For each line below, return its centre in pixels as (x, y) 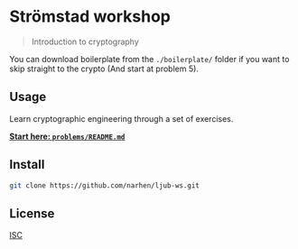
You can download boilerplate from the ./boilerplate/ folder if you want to (149, 59)
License (32, 213)
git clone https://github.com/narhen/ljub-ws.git (105, 185)
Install (27, 165)
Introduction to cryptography (85, 41)
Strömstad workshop (90, 17)
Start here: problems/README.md (67, 136)
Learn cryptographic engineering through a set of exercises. (121, 118)
